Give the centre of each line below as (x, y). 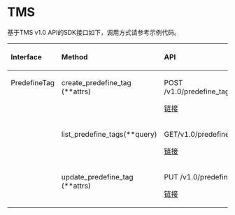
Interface (26, 57)
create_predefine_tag (96, 82)
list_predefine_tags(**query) (109, 134)
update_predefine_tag (97, 177)
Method (74, 57)
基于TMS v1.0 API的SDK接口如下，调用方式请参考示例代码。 (94, 32)
